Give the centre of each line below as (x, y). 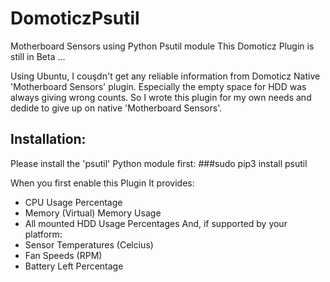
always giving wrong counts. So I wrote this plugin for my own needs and (161, 97)
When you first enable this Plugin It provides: (102, 183)
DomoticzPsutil (75, 18)
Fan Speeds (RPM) (63, 255)
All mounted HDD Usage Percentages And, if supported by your (156, 223)
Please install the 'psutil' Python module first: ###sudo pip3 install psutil (159, 163)
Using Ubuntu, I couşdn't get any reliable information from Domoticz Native (165, 76)
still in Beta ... (38, 56)
